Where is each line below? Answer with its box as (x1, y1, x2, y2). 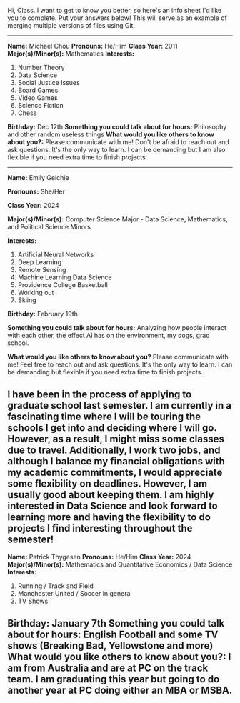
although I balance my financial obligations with (7, 455, 225, 467)
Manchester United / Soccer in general (17, 589, 132, 597)
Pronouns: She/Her (7, 187, 66, 196)
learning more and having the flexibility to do (7, 511, 211, 524)
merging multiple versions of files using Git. (7, 21, 136, 29)
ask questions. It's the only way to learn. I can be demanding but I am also (7, 146, 226, 154)
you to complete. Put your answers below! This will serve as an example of (7, 14, 227, 22)
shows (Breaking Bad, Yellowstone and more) (7, 639, 214, 652)
